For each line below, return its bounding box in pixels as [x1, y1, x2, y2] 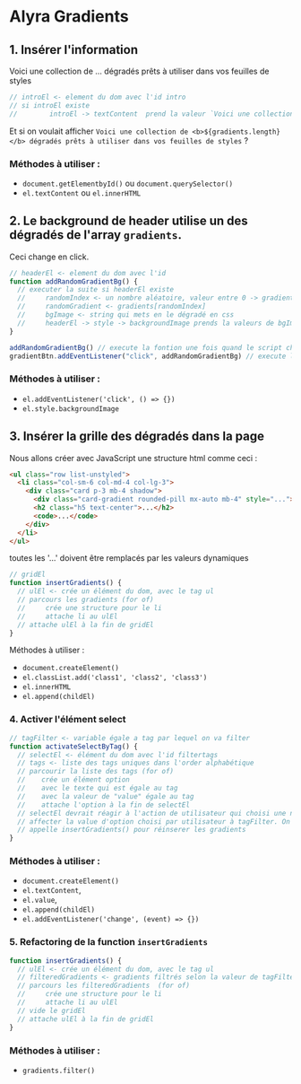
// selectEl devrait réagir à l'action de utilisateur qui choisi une [17, 809, 287, 817]
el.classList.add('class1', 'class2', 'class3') [21, 673, 208, 683]
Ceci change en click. [9, 251, 90, 262]
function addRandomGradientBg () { [9, 276, 139, 286]
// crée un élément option [17, 775, 130, 784]
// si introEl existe [9, 101, 90, 109]
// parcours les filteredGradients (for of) [17, 981, 191, 991]
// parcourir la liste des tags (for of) [17, 767, 175, 776]
